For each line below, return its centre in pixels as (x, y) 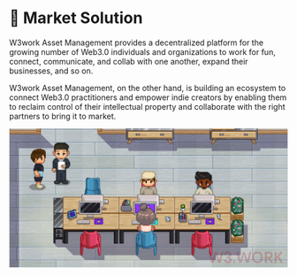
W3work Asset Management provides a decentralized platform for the (136, 42)
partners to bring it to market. (63, 116)
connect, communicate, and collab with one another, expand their (129, 61)
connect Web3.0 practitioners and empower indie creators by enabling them (148, 97)
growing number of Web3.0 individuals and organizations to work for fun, (142, 51)
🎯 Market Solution (76, 18)
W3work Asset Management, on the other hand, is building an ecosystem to (148, 88)
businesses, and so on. (51, 71)
